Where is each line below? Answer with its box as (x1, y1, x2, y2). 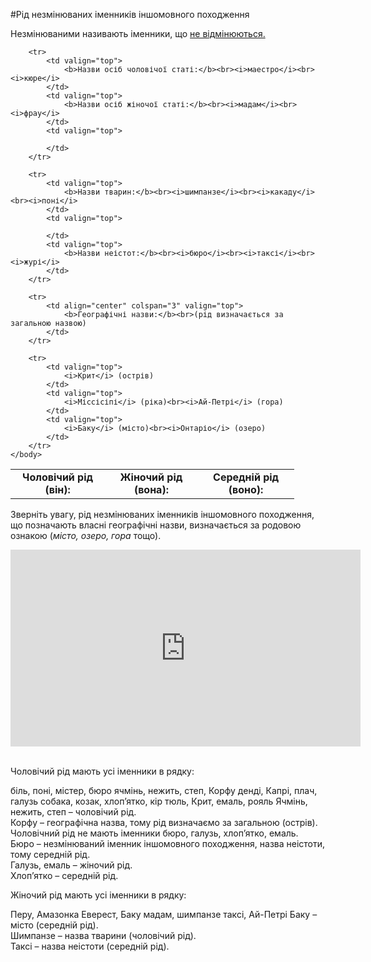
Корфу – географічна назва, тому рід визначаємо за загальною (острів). (10, 817, 318, 828)
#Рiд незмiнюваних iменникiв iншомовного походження (10, 9, 250, 20)
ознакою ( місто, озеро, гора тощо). (10, 530, 162, 541)
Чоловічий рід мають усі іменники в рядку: (10, 765, 195, 777)
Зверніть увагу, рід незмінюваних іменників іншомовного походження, (10, 509, 315, 520)
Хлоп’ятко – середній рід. (10, 870, 119, 881)
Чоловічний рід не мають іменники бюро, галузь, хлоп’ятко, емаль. (10, 827, 299, 839)
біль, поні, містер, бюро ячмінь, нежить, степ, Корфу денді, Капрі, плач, (10, 785, 318, 796)
